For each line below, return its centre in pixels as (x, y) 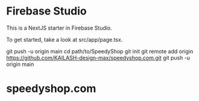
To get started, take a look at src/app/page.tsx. (65, 39)
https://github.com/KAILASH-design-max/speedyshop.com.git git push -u (98, 57)
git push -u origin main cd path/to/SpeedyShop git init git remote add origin (100, 51)
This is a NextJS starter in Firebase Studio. (59, 28)
